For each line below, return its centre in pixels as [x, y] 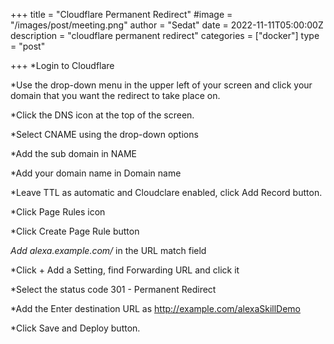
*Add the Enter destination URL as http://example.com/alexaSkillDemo [156, 308]
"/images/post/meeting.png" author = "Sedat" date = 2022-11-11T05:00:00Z [167, 25]
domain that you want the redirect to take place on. [115, 95]
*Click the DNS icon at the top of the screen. [102, 115]
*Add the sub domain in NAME [73, 153]
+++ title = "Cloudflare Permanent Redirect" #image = [121, 14]
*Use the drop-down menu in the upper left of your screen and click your [161, 85]
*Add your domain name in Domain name [96, 173]
